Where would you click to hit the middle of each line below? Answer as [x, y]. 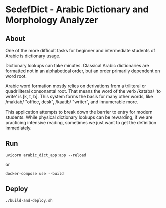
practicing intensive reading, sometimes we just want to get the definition [81, 122]
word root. [16, 76]
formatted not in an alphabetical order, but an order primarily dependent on [83, 71]
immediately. [18, 128]
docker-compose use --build [35, 174]
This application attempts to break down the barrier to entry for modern [79, 112]
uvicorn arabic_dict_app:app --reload [46, 155]
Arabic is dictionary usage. [33, 56]
